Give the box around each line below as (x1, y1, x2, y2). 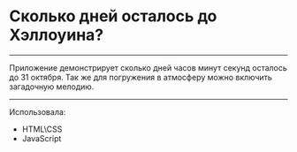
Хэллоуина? (9, 25, 104, 45)
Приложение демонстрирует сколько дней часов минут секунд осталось (9, 62, 287, 72)
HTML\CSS (21, 124, 63, 134)
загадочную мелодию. (9, 81, 95, 92)
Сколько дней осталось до (9, 6, 217, 27)
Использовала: (9, 106, 66, 117)
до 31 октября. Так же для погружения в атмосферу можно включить (9, 72, 272, 82)
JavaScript (21, 133, 62, 143)
